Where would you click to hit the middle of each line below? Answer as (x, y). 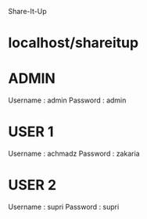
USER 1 (31, 132)
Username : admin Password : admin (67, 100)
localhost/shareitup (73, 43)
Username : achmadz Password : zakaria (74, 154)
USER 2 (32, 185)
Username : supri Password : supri (64, 207)
